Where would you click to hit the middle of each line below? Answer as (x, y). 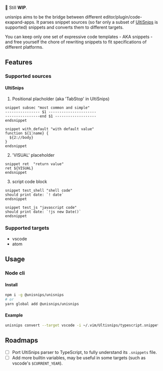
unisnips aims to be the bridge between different (54, 17)
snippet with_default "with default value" (50, 129)
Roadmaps (22, 341)
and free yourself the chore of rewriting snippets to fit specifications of (76, 42)
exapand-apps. (20, 22)
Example (14, 315)
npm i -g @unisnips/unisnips (34, 295)
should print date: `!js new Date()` (43, 212)
